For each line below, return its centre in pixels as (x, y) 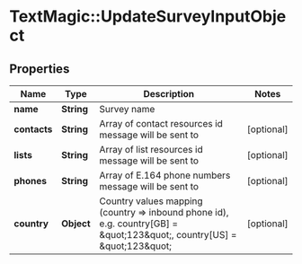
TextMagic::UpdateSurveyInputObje (148, 17)
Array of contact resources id (161, 123)
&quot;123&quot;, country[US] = (168, 235)
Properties (40, 69)
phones (31, 181)
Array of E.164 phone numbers (165, 175)
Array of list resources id (151, 150)
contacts (33, 129)
